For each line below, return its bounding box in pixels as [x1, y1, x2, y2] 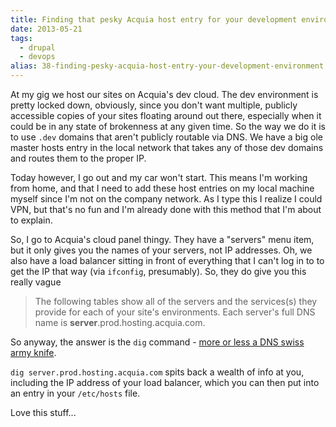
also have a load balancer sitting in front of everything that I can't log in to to [10, 255, 325, 266]
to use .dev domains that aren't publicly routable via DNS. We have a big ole [10, 131, 323, 143]
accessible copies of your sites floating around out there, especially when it [10, 110, 322, 121]
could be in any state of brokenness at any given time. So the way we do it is [10, 121, 326, 132]
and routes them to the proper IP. [10, 152, 147, 164]
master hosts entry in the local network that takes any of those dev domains [10, 142, 324, 153]
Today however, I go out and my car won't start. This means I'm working [10, 172, 308, 183]
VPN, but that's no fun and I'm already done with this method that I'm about [10, 204, 322, 215]
